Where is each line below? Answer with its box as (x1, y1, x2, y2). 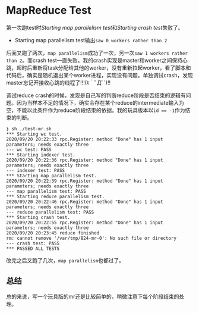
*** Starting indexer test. (6, 152, 76, 158)
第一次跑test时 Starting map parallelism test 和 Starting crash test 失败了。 (6, 24, 184, 31)
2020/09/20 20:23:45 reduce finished (6, 230, 100, 236)
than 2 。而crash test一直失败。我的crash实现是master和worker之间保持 (6, 57, 183, 64)
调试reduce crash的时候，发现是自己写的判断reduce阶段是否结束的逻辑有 (6, 92, 186, 99)
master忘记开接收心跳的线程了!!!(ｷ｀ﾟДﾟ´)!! (6, 79, 111, 86)
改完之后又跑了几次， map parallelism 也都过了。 (6, 256, 125, 264)
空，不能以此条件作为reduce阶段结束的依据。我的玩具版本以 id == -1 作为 (6, 107, 185, 114)
